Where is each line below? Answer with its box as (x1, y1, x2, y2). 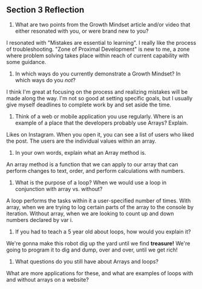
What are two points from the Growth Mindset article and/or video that (15, 21, 191, 28)
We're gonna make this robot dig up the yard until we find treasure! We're (6, 239, 191, 247)
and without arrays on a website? (6, 276, 89, 283)
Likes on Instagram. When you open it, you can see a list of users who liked (6, 131, 195, 138)
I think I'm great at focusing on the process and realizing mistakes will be (6, 88, 188, 96)
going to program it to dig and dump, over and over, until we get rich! (6, 246, 178, 253)
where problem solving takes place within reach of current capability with (6, 51, 189, 59)
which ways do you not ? (15, 76, 76, 83)
